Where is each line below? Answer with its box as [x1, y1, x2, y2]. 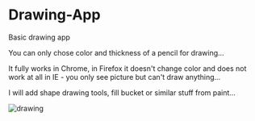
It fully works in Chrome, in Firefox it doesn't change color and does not [8, 63, 247, 73]
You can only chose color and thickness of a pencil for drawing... [8, 48, 224, 57]
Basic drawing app [8, 32, 71, 42]
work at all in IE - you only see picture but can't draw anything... [8, 72, 221, 81]
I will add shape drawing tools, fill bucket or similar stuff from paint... [8, 87, 236, 98]
